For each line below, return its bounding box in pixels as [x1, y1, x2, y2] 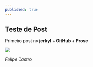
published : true [5, 7, 38, 12]
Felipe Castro [5, 56, 32, 62]
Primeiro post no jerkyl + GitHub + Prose [5, 38, 88, 44]
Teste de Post [5, 25, 48, 33]
